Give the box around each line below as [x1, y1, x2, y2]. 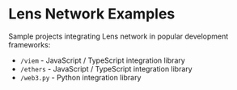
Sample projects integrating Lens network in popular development [8, 31, 229, 41]
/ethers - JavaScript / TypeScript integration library [19, 63, 193, 73]
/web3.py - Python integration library [19, 72, 142, 82]
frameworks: [8, 39, 51, 49]
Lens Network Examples [8, 5, 176, 23]
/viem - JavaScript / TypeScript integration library [19, 55, 186, 65]
